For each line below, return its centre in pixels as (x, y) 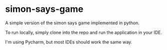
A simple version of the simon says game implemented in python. (72, 23)
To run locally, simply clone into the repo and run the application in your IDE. (84, 32)
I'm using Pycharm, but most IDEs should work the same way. (69, 42)
